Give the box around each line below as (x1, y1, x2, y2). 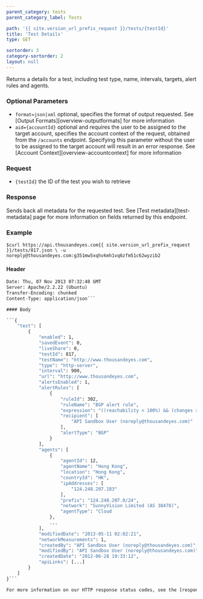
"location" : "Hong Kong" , (60, 469, 126, 475)
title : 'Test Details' (6, 31, 63, 37)
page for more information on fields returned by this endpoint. (33, 213, 187, 221)
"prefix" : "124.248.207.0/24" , (60, 497, 139, 503)
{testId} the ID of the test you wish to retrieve (14, 178, 131, 185)
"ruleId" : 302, (60, 396, 98, 402)
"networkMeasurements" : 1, (38, 536, 107, 543)
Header (6, 265, 25, 273)
